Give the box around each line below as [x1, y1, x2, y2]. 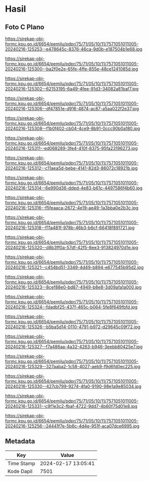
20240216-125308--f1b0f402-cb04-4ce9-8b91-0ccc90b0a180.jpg [5, 125, 140, 131]
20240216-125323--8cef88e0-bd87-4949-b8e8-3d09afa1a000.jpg [5, 284, 142, 290]
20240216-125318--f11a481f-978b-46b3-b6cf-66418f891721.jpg [5, 225, 135, 230]
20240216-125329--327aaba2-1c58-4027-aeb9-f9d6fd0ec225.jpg [5, 364, 141, 369]
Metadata [5, 437, 35, 445]
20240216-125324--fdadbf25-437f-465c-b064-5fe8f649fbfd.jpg [5, 304, 138, 310]
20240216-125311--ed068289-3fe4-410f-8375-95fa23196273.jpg [5, 146, 138, 151]
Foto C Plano [5, 23, 44, 31]
